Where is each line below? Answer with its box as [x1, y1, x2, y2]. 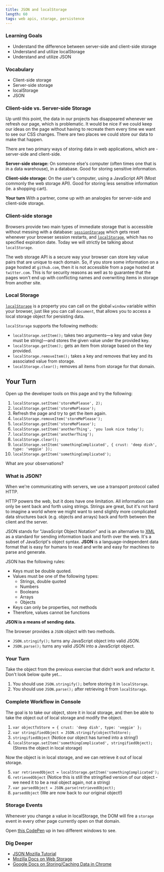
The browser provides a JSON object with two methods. [5, 628, 116, 634]
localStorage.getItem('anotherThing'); [12, 432, 94, 437]
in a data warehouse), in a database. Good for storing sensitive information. [5, 166, 157, 172]
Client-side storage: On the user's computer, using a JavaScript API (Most [5, 175, 156, 181]
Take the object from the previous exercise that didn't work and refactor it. [5, 667, 155, 672]
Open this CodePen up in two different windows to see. [5, 828, 117, 833]
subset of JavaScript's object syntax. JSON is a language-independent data [5, 539, 159, 545]
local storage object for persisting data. [5, 313, 85, 319]
